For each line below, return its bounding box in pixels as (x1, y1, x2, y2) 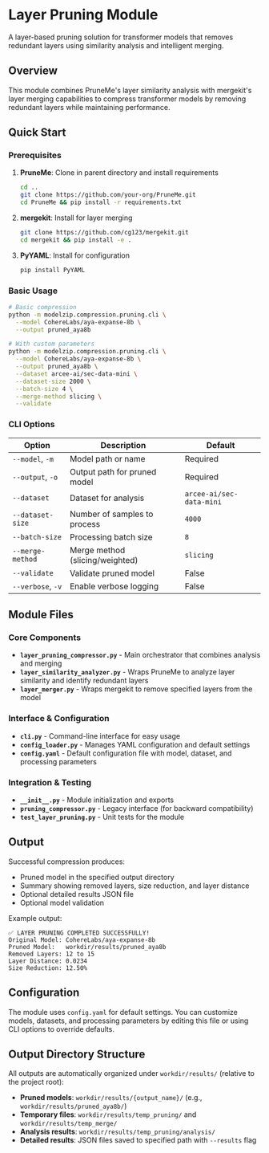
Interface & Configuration (8, 713, 110, 724)
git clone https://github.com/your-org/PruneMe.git (19, 191, 196, 199)
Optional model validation (19, 898, 105, 907)
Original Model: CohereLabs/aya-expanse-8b (8, 935, 156, 944)
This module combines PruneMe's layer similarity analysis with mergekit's (8, 85, 252, 95)
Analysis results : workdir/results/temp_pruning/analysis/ (19, 1127, 216, 1137)
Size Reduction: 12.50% (8, 964, 88, 972)
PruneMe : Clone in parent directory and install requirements (19, 168, 219, 177)
